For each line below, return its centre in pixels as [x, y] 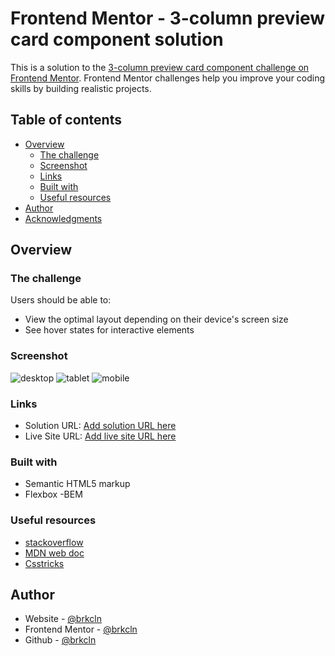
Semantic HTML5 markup [77, 484]
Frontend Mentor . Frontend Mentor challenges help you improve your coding [168, 78]
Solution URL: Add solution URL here [100, 426]
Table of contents [66, 120]
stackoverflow [54, 542]
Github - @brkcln [60, 640]
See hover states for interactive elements [109, 330]
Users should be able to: [61, 300]
